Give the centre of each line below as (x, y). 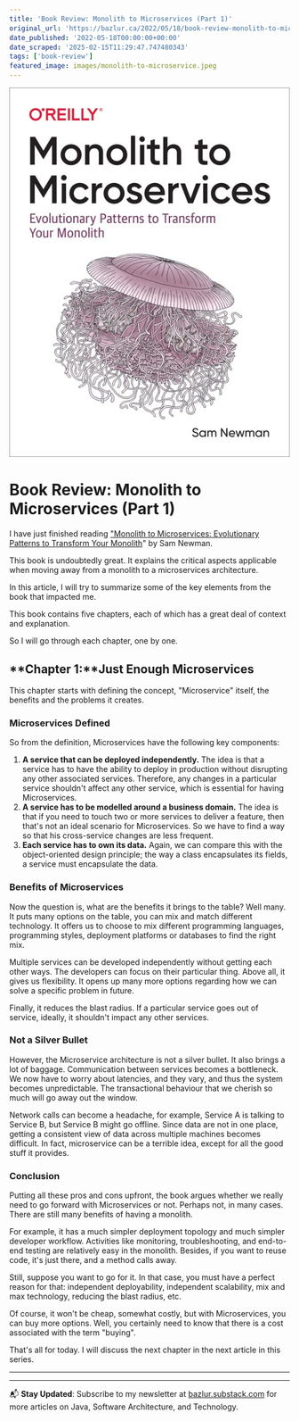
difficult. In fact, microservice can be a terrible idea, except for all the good (146, 1143)
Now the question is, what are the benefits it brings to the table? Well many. (148, 907)
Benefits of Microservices (67, 887)
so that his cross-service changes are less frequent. (117, 835)
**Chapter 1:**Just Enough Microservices (132, 669)
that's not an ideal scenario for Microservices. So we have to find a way (153, 827)
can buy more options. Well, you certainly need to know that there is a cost (146, 1323)
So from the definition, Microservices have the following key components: (145, 743)
